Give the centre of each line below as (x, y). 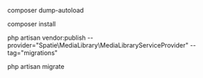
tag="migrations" (33, 53)
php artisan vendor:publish (47, 38)
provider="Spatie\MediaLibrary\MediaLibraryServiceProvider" (98, 45)
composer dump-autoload (45, 10)
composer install (32, 24)
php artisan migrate (36, 66)
